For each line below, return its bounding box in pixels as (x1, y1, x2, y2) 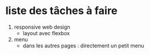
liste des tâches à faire (5, 4, 118, 18)
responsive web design (13, 23, 71, 30)
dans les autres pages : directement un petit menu (22, 42, 145, 49)
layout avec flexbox (22, 29, 70, 36)
